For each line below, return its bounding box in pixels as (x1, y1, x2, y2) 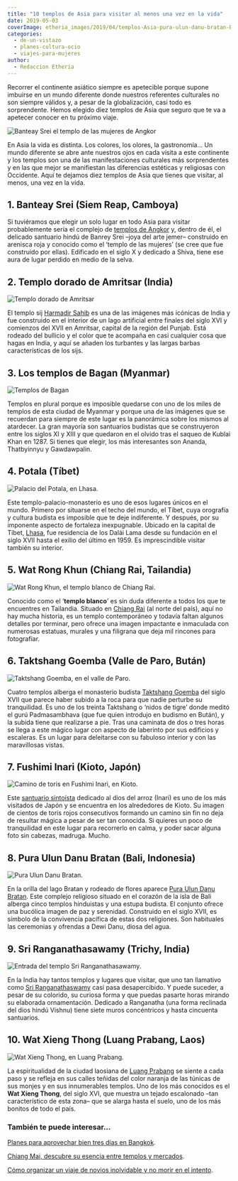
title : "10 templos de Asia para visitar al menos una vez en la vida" (7, 10, 223, 18)
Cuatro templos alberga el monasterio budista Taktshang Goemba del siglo (7, 687, 225, 696)
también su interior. (7, 543, 64, 551)
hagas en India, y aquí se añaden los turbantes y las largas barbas (7, 339, 200, 347)
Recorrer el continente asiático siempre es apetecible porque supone (7, 82, 209, 91)
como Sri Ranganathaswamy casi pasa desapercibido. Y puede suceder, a (7, 983, 225, 991)
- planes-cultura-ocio (13, 43, 81, 50)
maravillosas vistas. (7, 740, 65, 749)
